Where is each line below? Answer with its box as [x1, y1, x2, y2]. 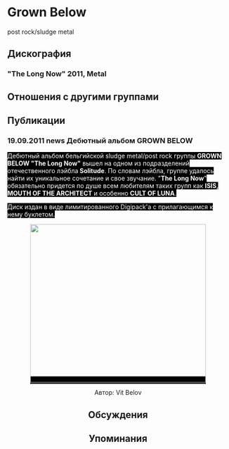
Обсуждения [88, 409, 148, 421]
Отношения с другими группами [7, 91, 159, 103]
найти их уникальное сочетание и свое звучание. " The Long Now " [7, 174, 207, 183]
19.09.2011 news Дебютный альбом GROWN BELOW [7, 135, 193, 145]
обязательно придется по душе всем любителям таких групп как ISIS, [7, 182, 219, 190]
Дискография [7, 48, 72, 60]
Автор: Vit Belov [94, 388, 142, 397]
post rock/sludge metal [7, 27, 74, 36]
